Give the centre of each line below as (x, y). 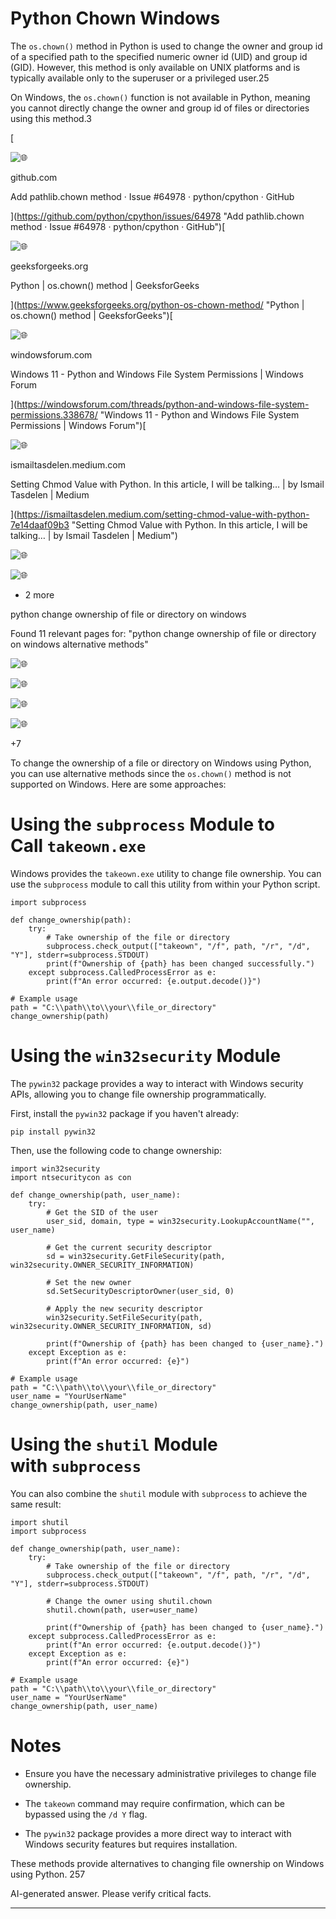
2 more (39, 594)
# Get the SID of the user (102, 1212)
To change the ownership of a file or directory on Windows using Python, (161, 763)
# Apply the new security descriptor (124, 1308)
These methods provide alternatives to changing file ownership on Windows (167, 1863)
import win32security (55, 1168)
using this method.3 (51, 118)
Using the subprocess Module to (142, 824)
